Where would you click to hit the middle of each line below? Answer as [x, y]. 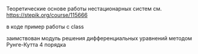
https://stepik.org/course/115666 [47, 15]
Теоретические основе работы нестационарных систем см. [84, 9]
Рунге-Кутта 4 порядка [36, 45]
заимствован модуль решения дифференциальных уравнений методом [99, 38]
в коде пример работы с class [45, 27]
